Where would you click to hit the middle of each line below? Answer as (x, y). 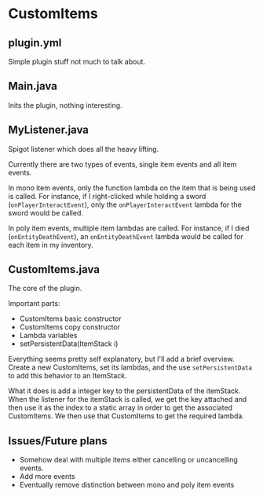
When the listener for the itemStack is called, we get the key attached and (128, 399)
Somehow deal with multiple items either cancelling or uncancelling (128, 460)
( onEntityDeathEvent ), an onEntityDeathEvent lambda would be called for (126, 236)
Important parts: (34, 304)
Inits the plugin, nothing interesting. (66, 105)
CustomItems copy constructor (69, 327)
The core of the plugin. (45, 289)
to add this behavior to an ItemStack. (68, 376)
